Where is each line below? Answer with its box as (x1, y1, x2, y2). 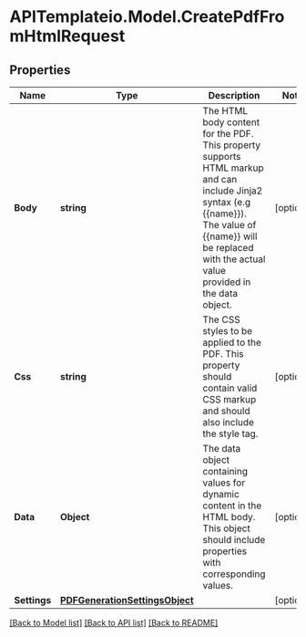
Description (208, 89, 260, 101)
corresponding (202, 568, 266, 580)
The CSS (202, 313, 240, 326)
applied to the (202, 336, 262, 349)
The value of (202, 219, 257, 231)
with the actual (202, 253, 266, 266)
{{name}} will (202, 230, 258, 243)
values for (202, 476, 246, 489)
